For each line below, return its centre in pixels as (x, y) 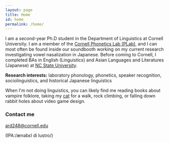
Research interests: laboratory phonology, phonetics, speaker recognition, (83, 75)
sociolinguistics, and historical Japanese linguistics (59, 81)
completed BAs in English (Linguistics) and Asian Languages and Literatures (85, 60)
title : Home (18, 15)
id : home (14, 19)
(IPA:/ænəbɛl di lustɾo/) (29, 135)
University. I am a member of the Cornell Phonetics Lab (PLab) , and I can (81, 44)
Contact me (20, 115)
